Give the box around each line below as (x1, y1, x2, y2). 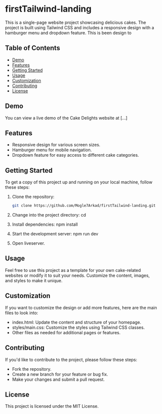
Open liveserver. (12, 240, 45, 246)
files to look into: (5, 310, 38, 316)
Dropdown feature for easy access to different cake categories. (12, 152, 139, 158)
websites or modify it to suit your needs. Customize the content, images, (5, 272, 150, 278)
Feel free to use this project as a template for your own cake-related (5, 267, 141, 273)
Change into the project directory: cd (12, 212, 86, 218)
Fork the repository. (12, 366, 52, 372)
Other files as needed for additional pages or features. (12, 329, 121, 335)
